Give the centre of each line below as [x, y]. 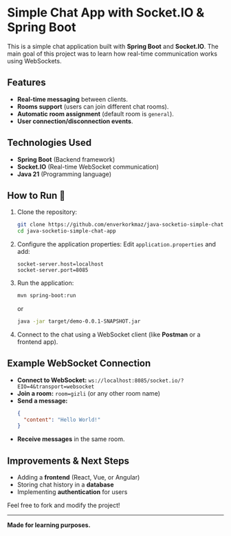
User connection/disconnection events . [75, 121]
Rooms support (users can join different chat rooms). [93, 106]
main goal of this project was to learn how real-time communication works [112, 54]
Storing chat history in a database [66, 485]
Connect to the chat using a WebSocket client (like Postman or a [109, 334]
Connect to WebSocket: [52, 380]
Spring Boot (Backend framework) [66, 159]
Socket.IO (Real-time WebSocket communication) [88, 167]
